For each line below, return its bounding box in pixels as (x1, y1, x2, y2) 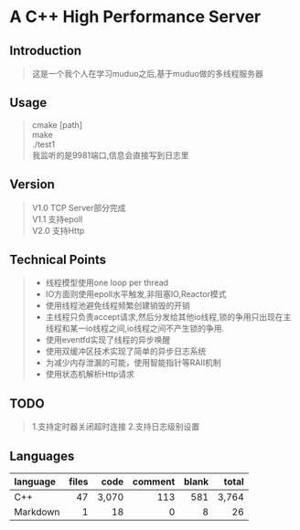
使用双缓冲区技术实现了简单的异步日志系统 (45, 345, 207, 357)
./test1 (31, 139, 56, 150)
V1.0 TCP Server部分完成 (31, 202, 126, 213)
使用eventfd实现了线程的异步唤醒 (45, 334, 171, 345)
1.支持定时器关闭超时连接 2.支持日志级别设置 (31, 421, 200, 432)
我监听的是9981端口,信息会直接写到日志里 (31, 149, 189, 161)
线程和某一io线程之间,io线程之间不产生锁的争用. (45, 323, 225, 334)
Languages (9, 448, 75, 463)
